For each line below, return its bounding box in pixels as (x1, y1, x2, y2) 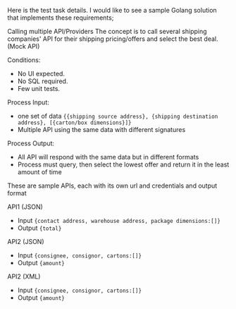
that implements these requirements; (7, 13, 114, 22)
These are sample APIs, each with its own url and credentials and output (7, 181, 218, 190)
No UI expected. (17, 70, 66, 78)
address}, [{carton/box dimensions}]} (17, 119, 132, 126)
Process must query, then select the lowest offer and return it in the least (17, 160, 230, 169)
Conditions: (7, 56, 41, 64)
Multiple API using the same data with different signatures (17, 126, 186, 133)
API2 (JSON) (7, 238, 44, 246)
